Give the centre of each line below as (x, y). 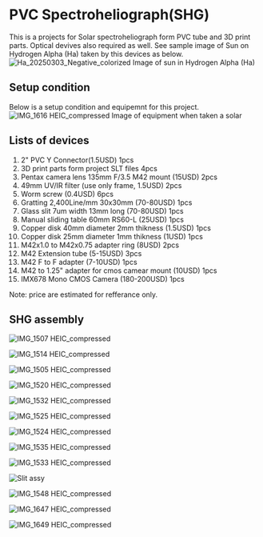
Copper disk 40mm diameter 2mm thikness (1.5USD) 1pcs (116, 228)
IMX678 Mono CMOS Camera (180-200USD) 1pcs (102, 279)
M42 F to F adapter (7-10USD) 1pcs (79, 262)
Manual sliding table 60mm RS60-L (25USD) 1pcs (102, 219)
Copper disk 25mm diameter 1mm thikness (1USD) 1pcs (112, 236)
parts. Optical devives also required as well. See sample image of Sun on (129, 45)
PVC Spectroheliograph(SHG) (110, 15)
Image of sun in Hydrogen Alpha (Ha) (193, 62)
